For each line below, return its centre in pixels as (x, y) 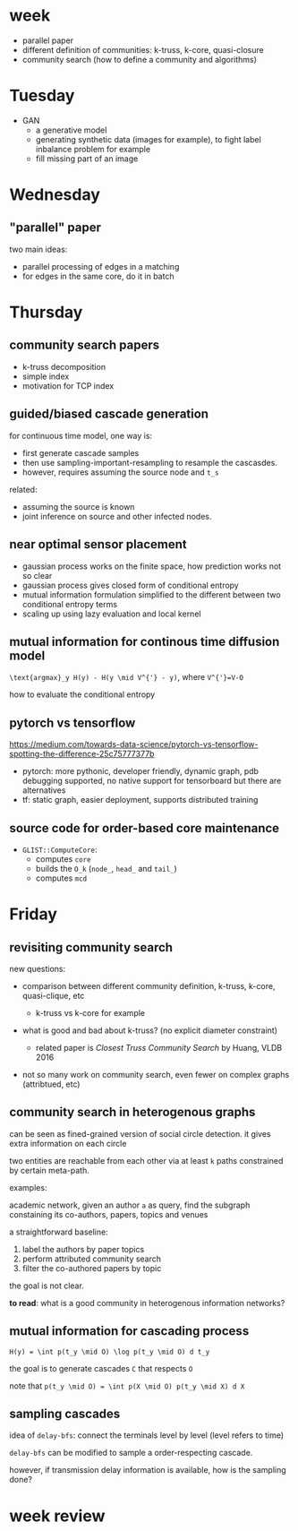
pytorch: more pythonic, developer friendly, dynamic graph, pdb (140, 771)
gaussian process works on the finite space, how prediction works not (152, 566)
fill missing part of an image (87, 159)
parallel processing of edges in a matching (101, 266)
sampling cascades (65, 1413)
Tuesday (42, 96)
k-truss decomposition (64, 366)
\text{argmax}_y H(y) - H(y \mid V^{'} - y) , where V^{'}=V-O (127, 677)
